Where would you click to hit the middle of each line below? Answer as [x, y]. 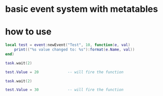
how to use [28, 32]
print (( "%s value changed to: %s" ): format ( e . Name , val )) [75, 49]
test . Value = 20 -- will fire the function [64, 72]
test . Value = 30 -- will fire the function [64, 90]
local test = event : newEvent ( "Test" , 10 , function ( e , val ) [68, 45]
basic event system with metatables [81, 9]
